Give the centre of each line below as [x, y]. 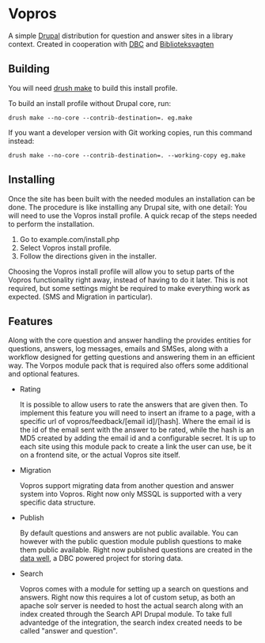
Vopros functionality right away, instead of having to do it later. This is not [128, 280]
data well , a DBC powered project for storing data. [101, 558]
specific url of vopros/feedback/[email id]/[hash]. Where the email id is [135, 422]
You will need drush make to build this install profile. [93, 88]
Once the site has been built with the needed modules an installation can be [132, 199]
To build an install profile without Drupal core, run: [90, 103]
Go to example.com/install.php [70, 239]
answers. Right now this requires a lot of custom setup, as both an [127, 597]
